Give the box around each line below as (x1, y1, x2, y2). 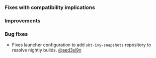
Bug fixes (4, 30, 28, 37)
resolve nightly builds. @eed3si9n (11, 47, 81, 53)
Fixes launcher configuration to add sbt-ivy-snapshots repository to (11, 42, 151, 48)
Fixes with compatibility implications (4, 4, 95, 11)
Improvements (4, 17, 41, 24)
